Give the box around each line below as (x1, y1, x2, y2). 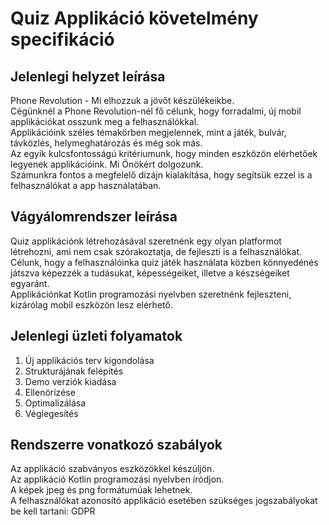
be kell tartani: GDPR (10, 505, 96, 517)
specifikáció (10, 28, 115, 51)
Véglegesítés (24, 407, 79, 419)
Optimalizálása (24, 397, 87, 409)
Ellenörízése (24, 386, 76, 398)
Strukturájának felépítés (24, 365, 124, 377)
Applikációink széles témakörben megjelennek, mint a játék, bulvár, (10, 127, 287, 138)
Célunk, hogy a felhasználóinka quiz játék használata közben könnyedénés (10, 256, 319, 268)
